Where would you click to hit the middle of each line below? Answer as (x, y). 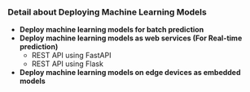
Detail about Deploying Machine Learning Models (107, 12)
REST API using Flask (67, 64)
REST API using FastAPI (71, 56)
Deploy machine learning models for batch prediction (112, 30)
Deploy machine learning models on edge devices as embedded (130, 73)
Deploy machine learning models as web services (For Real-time (131, 38)
